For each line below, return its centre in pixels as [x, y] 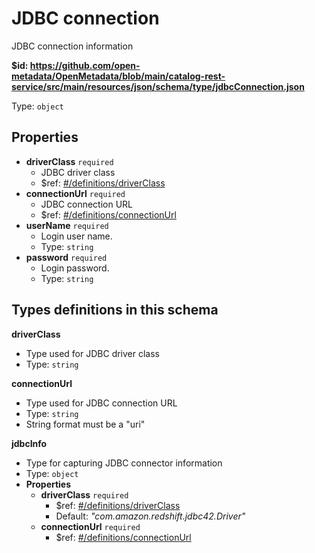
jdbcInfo [29, 443]
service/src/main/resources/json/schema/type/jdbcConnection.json [158, 86]
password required [66, 257]
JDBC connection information [72, 46]
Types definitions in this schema [115, 310]
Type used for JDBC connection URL [101, 403]
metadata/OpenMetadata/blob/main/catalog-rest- [118, 76]
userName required [67, 225]
